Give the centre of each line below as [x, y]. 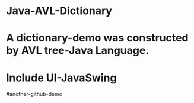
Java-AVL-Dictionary [59, 11]
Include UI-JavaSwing [61, 78]
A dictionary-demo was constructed [97, 38]
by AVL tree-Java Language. [78, 51]
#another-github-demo [34, 94]
